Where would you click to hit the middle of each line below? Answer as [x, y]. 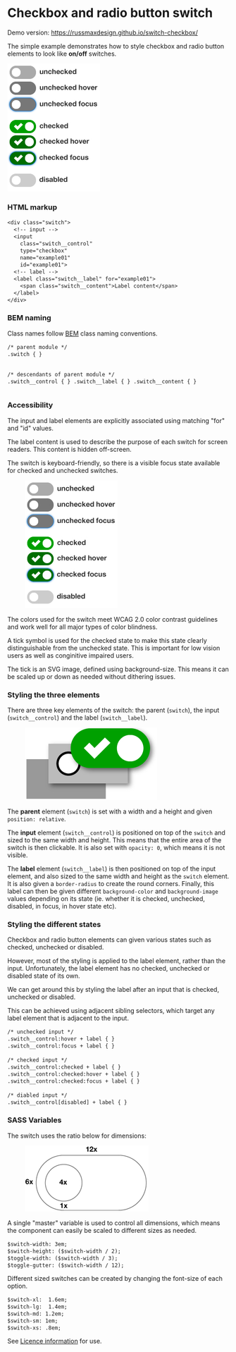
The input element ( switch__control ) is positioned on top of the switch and [116, 832]
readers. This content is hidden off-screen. [69, 449]
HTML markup [32, 207]
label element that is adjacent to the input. [68, 1018]
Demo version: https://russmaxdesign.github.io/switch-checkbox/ [103, 32]
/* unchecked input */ [41, 1032]
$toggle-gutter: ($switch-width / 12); [66, 1265]
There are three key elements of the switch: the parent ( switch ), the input [113, 711]
